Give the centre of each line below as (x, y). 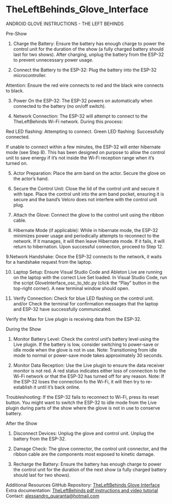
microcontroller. (30, 75)
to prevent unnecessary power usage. (53, 60)
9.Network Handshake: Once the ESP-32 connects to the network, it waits (84, 256)
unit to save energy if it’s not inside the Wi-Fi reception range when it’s (80, 158)
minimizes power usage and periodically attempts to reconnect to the (86, 236)
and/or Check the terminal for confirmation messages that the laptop (85, 303)
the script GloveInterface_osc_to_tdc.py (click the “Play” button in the (86, 283)
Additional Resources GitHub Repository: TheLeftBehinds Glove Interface (83, 485)
